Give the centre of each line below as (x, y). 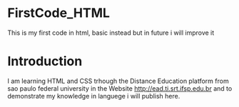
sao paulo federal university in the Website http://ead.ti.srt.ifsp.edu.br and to (120, 88)
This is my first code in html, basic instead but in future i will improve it (111, 33)
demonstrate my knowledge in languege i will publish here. (94, 96)
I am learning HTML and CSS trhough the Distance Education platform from (118, 81)
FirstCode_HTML (59, 13)
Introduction (45, 61)
